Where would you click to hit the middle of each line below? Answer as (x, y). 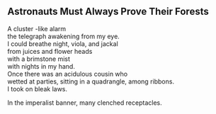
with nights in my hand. (41, 66)
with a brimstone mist (39, 59)
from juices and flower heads (50, 51)
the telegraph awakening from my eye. (64, 36)
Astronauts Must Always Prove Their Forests (108, 12)
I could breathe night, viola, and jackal (63, 44)
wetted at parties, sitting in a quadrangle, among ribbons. (91, 81)
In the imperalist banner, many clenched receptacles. (85, 103)
